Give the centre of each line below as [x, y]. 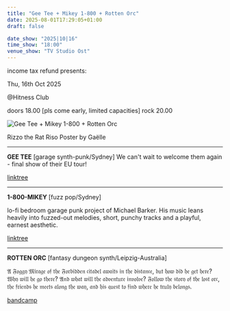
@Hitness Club [28, 97]
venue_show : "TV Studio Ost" [49, 51]
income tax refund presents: [47, 71]
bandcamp [22, 300]
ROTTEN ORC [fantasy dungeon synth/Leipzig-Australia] [87, 258]
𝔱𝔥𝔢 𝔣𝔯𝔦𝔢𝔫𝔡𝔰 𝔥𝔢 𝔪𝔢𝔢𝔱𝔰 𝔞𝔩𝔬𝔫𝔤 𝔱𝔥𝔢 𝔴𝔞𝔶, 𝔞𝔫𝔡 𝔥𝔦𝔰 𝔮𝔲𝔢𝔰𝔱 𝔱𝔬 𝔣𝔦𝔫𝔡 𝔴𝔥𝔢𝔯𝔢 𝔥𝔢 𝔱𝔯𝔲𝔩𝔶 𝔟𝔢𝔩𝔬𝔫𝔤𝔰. [100, 286]
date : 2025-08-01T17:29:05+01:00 [55, 20]
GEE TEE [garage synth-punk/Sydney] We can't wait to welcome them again [115, 157]
